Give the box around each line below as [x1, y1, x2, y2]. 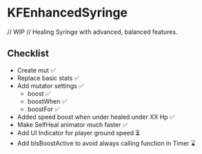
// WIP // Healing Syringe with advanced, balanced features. [7, 28, 178, 36]
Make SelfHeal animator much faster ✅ [17, 120, 128, 128]
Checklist [7, 48, 50, 59]
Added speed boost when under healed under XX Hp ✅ [17, 113, 175, 121]
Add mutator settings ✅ [17, 81, 84, 90]
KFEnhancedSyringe [7, 5, 128, 21]
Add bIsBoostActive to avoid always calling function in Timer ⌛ [17, 139, 196, 147]
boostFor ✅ [27, 105, 61, 113]
